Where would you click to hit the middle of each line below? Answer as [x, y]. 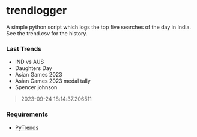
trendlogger [37, 10]
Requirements [27, 114]
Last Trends [24, 48]
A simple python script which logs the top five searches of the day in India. [98, 27]
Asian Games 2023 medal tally [53, 81]
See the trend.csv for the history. [47, 33]
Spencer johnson [36, 87]
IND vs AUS [29, 62]
